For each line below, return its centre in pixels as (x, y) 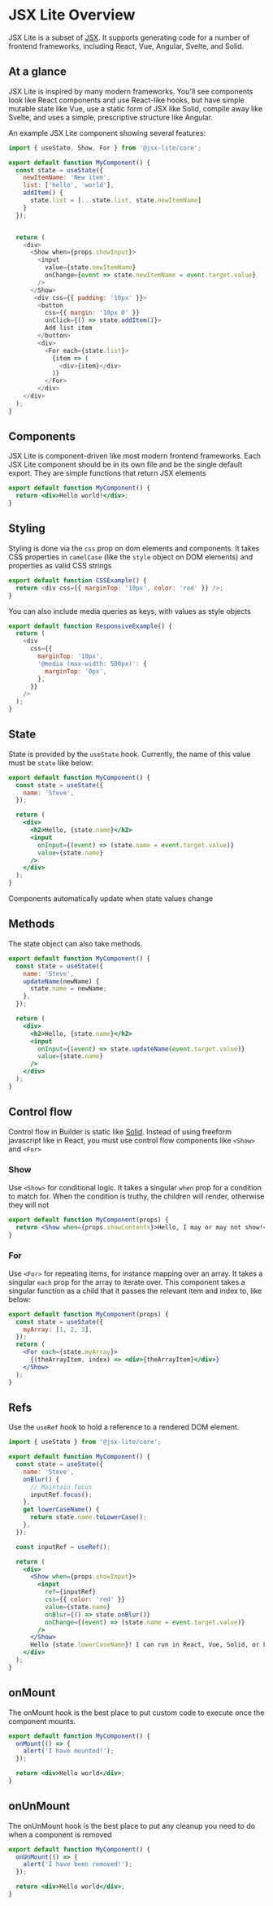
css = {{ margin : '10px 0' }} (92, 313)
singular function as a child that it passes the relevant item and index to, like (135, 1290)
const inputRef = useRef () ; (63, 1547)
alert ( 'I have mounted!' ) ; (69, 1751)
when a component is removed (60, 1834)
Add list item (68, 328)
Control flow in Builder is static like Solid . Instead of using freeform (120, 1131)
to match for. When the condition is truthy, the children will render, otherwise (136, 1196)
